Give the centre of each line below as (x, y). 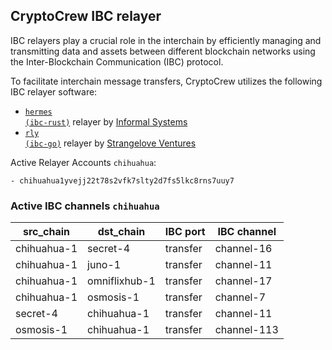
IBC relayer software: (54, 91)
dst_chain (121, 232)
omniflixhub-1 (121, 281)
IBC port (185, 232)
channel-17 (243, 281)
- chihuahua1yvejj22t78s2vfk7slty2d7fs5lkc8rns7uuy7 (122, 180)
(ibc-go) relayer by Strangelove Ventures (110, 143)
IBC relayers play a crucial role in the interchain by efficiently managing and (166, 40)
